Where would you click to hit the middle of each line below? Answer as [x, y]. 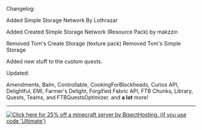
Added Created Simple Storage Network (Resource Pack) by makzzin [92, 32]
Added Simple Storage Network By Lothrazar [62, 20]
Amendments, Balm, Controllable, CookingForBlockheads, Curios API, [93, 84]
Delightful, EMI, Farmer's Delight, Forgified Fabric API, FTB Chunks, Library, [100, 91]
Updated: [18, 73]
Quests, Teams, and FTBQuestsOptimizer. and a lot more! [77, 97]
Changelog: [20, 9]
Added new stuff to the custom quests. [54, 61]
